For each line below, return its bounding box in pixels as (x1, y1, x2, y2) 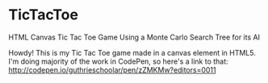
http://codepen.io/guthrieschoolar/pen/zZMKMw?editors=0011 (8, 64, 216, 74)
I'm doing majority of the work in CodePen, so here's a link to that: (8, 56, 228, 66)
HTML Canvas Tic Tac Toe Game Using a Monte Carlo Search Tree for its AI (8, 32, 261, 42)
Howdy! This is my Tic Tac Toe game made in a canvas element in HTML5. (8, 48, 256, 57)
